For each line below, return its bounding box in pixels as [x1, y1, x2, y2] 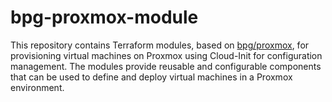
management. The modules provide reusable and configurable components [10, 60, 322, 72]
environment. [10, 81, 65, 93]
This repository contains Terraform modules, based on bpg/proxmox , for [10, 39, 310, 51]
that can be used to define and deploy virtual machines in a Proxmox [10, 71, 293, 83]
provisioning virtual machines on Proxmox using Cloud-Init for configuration [10, 49, 323, 61]
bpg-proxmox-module [10, 6, 199, 29]
